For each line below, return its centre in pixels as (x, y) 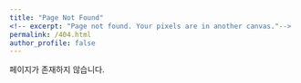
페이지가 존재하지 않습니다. (57, 69)
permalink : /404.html (51, 34)
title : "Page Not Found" (57, 18)
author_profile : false (52, 43)
